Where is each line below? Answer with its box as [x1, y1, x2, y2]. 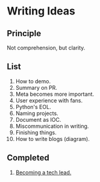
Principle [7, 28, 42, 39]
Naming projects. [15, 110, 59, 117]
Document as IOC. [15, 116, 61, 123]
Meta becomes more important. [15, 90, 95, 98]
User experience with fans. [15, 96, 83, 104]
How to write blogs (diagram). [15, 135, 90, 142]
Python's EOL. [15, 103, 51, 110]
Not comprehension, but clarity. [7, 44, 86, 51]
